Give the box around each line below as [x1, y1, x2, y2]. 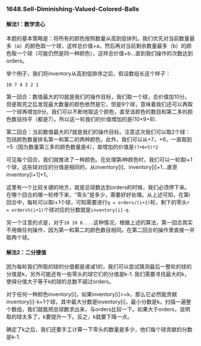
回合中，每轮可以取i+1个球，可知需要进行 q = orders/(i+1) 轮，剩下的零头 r [6, 199, 190, 206]
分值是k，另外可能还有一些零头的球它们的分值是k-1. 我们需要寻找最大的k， [6, 271, 190, 278]
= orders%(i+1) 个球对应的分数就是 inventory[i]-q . [6, 206, 130, 214]
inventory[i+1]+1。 [6, 171, 51, 178]
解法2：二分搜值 [6, 248, 47, 256]
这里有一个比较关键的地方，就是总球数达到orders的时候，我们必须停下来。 [6, 184, 190, 191]
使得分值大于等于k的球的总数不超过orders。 [6, 278, 115, 286]
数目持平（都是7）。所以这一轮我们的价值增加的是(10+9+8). [11, 116, 157, 123]
